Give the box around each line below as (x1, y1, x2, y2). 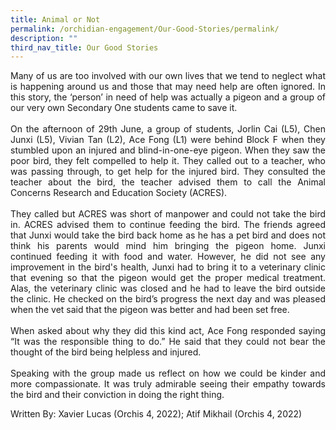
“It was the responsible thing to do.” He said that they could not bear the (10, 336, 326, 348)
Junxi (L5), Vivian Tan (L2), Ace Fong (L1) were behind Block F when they (10, 134, 326, 146)
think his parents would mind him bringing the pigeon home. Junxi (10, 240, 326, 252)
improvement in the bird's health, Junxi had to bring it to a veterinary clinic (10, 261, 326, 273)
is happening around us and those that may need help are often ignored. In (10, 81, 326, 93)
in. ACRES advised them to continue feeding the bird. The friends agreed (10, 219, 326, 231)
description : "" (10, 33, 78, 43)
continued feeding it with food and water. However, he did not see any (10, 251, 326, 263)
